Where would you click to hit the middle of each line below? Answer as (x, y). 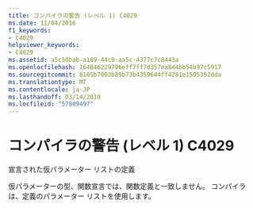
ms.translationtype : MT (48, 82)
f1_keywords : (30, 30)
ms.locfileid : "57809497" (51, 104)
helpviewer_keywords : (44, 45)
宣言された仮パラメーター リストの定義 (72, 169)
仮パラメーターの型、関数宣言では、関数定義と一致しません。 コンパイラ (127, 187)
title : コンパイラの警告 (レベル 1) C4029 (73, 15)
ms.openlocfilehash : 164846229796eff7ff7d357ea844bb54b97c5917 (115, 67)
